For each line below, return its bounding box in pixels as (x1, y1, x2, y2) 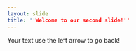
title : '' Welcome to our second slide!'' (7, 17, 130, 24)
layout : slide (7, 10, 49, 17)
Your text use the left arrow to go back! (7, 36, 121, 44)
